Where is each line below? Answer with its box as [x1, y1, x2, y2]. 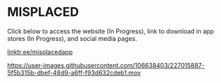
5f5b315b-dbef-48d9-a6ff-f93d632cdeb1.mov [7, 68, 142, 77]
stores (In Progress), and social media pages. [7, 34, 137, 42]
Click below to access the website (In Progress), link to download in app [7, 27, 214, 35]
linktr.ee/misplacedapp [7, 48, 73, 56]
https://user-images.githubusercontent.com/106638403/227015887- [7, 61, 205, 69]
